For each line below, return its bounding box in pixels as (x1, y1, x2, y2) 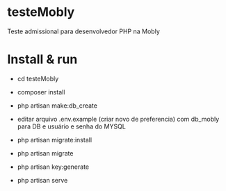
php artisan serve (17, 176, 68, 184)
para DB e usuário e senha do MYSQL (17, 122, 127, 131)
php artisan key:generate (17, 163, 90, 171)
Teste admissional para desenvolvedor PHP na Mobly (7, 27, 160, 35)
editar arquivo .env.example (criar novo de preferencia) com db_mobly (17, 115, 220, 123)
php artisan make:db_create (17, 101, 97, 110)
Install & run (7, 51, 78, 67)
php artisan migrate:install (17, 135, 92, 144)
